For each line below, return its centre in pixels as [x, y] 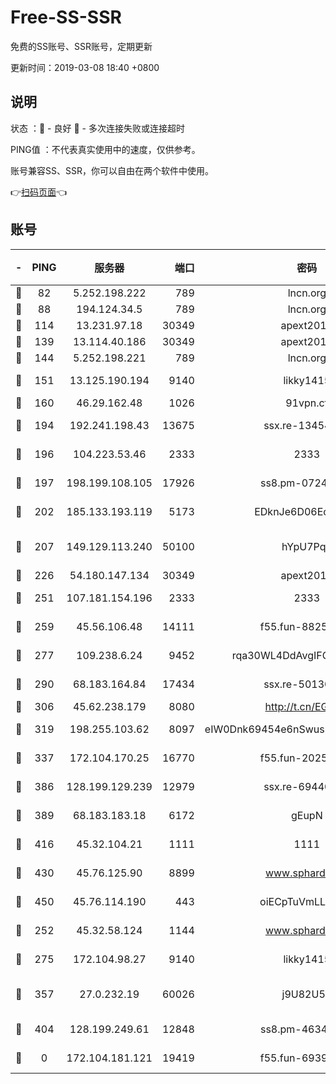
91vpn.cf [307, 403]
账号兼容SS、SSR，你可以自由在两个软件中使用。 [112, 170]
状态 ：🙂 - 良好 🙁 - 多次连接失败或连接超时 [97, 128]
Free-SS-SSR [66, 17]
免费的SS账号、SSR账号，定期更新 [81, 46]
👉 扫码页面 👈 [39, 192]
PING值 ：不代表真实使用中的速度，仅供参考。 [105, 149]
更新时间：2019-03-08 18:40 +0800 [85, 67]
